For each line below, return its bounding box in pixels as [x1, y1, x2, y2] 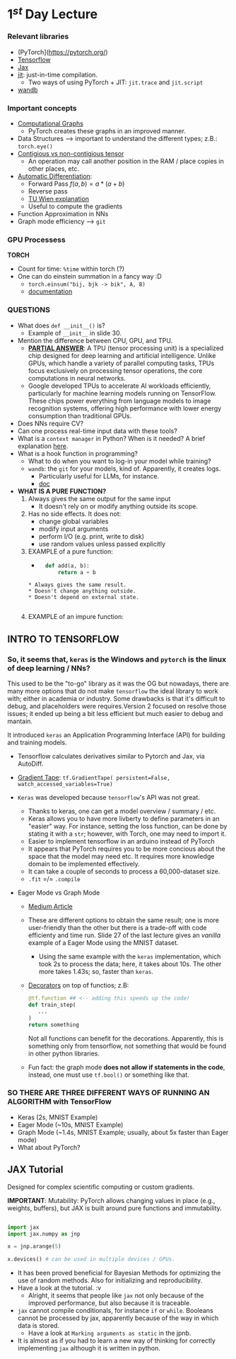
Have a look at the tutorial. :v [17, 1284, 102, 1292]
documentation [28, 287, 73, 296]
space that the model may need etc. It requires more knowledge [28, 852, 215, 861]
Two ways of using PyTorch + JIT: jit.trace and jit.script [28, 78, 203, 86]
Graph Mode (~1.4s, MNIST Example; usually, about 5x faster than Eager [17, 1128, 229, 1136]
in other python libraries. [28, 1049, 100, 1058]
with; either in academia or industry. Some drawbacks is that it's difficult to [7, 695, 225, 703]
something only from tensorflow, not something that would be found [28, 1041, 227, 1050]
